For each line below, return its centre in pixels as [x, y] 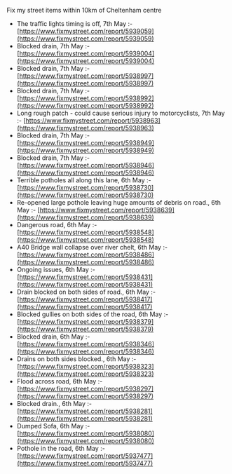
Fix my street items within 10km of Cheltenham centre [84, 10]
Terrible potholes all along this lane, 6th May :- [84, 180]
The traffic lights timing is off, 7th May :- [75, 23]
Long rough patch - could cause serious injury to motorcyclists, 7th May [121, 113]
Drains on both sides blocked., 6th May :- [76, 359]
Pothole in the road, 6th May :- [61, 448]
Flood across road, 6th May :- [60, 381]
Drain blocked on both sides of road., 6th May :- [86, 292]
